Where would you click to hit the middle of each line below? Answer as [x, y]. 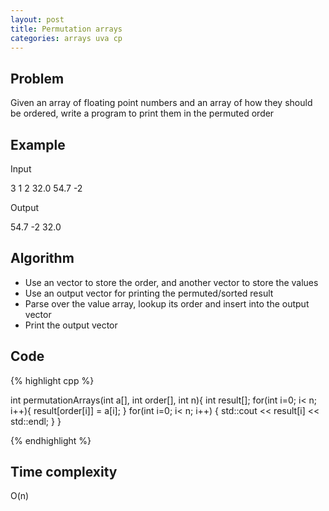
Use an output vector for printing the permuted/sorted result [149, 293]
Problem [37, 78]
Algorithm [42, 258]
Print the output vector [71, 325]
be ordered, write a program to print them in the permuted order [142, 113]
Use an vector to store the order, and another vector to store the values [171, 282]
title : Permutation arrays [66, 29]
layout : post [37, 19]
